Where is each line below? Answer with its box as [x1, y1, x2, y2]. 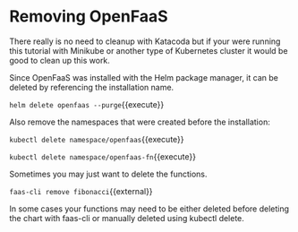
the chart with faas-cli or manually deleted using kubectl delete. [9, 212, 244, 223]
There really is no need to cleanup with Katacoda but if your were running [9, 36, 281, 47]
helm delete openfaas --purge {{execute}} [9, 99, 165, 109]
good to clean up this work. [9, 55, 110, 65]
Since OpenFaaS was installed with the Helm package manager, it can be [9, 72, 279, 82]
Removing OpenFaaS [9, 6, 168, 27]
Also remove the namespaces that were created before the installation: [9, 116, 270, 127]
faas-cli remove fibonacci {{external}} [9, 185, 154, 196]
